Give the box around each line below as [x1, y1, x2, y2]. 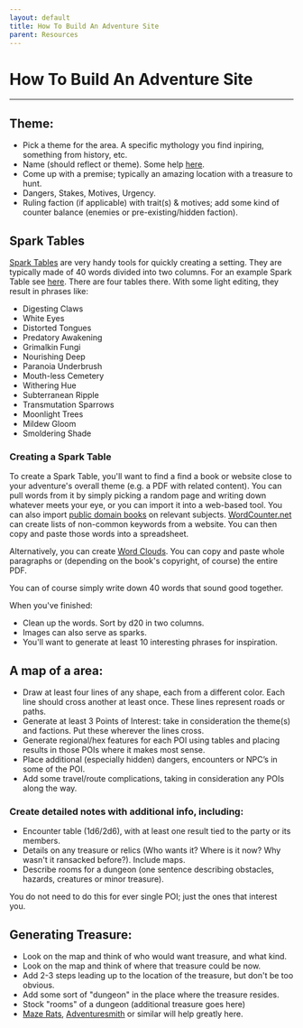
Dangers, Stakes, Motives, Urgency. [22, 188, 156, 199]
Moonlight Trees [22, 408, 84, 420]
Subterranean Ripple [22, 389, 99, 400]
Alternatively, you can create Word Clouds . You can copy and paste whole [9, 546, 285, 557]
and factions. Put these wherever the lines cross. [22, 726, 205, 736]
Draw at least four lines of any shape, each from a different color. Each [22, 687, 286, 698]
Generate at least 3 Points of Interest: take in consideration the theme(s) [22, 716, 291, 727]
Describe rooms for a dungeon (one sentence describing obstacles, [22, 864, 275, 875]
